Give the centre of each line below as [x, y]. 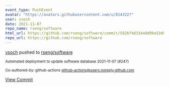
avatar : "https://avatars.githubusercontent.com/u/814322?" [70, 15]
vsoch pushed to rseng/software [39, 52]
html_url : [16, 33]
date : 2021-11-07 [23, 24]
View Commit [19, 79]
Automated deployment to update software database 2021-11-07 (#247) [67, 61]
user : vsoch [18, 19]
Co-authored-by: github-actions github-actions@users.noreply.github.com [70, 70]
